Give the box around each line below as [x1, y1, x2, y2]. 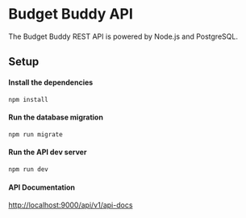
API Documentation [8, 182, 75, 192]
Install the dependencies [8, 78, 94, 87]
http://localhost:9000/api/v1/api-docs [8, 200, 133, 210]
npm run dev [8, 165, 48, 174]
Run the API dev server [8, 147, 87, 157]
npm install [8, 95, 48, 103]
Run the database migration [8, 112, 103, 122]
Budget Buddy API [8, 5, 133, 23]
